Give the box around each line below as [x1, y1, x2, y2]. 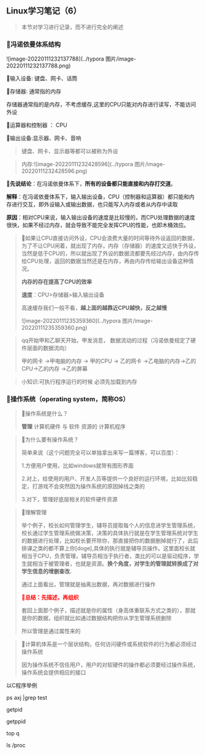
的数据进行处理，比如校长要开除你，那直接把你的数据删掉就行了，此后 [21, 537, 199, 544]
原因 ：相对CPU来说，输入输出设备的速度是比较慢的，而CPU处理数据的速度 [6, 214, 196, 221]
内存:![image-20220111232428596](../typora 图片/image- [21, 161, 165, 168]
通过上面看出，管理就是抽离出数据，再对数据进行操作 [21, 581, 156, 588]
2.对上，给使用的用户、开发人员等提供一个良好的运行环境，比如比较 [21, 475, 193, 482]
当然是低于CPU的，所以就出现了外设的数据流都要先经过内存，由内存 [21, 250, 194, 257]
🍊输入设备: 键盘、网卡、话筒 [6, 75, 78, 82]
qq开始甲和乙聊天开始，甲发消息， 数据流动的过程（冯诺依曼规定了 [21, 336, 191, 344]
